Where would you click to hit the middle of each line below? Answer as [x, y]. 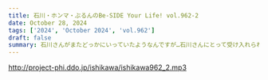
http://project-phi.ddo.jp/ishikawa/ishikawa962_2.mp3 [98, 67]
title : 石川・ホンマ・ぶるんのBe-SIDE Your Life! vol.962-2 [104, 15]
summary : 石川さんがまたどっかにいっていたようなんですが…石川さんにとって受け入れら [132, 45]
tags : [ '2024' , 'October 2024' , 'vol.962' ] [82, 30]
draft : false [30, 38]
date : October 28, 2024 [48, 23]
